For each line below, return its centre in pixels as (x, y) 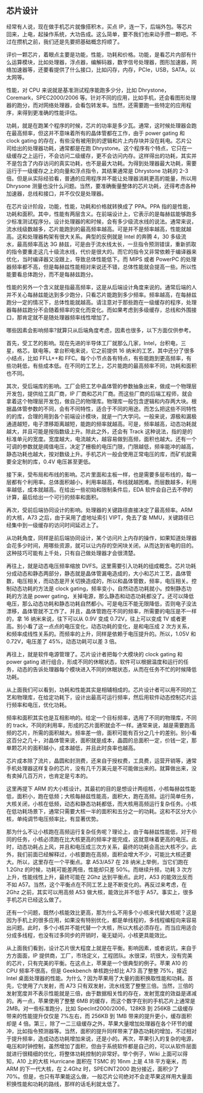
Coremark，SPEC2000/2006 (42, 97)
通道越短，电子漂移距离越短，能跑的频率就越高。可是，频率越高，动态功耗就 (101, 424)
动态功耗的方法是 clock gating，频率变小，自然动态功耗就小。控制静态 (99, 588)
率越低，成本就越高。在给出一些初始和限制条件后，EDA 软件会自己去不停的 (100, 489)
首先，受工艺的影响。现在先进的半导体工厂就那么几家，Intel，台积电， (94, 343)
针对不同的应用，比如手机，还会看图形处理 (143, 97)
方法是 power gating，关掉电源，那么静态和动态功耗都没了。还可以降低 (105, 596)
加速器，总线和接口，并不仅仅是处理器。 (56, 193)
